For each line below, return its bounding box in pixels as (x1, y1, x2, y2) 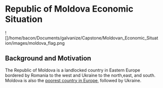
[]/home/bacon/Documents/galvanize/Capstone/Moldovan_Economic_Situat (5, 35, 159, 41)
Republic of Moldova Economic (5, 3, 134, 15)
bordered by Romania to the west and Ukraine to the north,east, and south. (5, 72, 156, 78)
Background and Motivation (5, 54, 91, 63)
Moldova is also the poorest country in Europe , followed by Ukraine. (5, 77, 142, 83)
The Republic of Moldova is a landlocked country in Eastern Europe (5, 67, 141, 73)
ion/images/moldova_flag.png (5, 40, 65, 46)
